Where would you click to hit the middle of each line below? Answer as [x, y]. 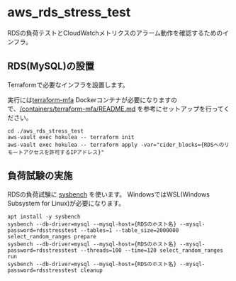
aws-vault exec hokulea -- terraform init [71, 137]
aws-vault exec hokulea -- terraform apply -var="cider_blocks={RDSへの [116, 145]
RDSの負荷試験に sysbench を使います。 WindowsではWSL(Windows [109, 194]
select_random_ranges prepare [52, 236]
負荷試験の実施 [40, 176]
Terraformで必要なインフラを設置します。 [68, 84]
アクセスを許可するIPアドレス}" [64, 152]
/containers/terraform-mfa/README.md [78, 109]
